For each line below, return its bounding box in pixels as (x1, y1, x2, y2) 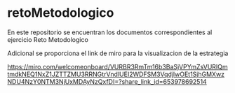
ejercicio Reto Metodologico (7, 35, 89, 43)
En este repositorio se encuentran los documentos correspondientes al (7, 28, 213, 36)
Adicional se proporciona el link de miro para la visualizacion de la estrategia (7, 49, 229, 57)
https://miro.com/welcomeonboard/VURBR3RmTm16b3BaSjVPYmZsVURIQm (7, 62, 228, 71)
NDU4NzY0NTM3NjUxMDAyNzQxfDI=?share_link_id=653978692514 (7, 77, 207, 85)
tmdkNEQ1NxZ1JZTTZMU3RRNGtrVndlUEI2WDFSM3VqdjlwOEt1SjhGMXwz (7, 70, 225, 78)
